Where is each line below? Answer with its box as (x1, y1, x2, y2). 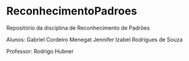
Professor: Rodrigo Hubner (6, 47, 74, 55)
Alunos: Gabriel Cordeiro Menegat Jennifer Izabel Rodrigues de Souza (6, 36, 183, 43)
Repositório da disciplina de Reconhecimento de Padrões (6, 24, 150, 31)
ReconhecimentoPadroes (6, 4, 137, 18)
